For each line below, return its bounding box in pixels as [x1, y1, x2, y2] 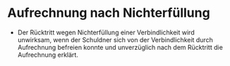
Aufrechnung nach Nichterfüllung [7, 5, 210, 21]
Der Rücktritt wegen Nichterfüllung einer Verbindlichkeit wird [17, 28, 195, 37]
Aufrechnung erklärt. [17, 51, 79, 59]
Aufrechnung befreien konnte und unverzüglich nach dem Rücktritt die [17, 43, 224, 51]
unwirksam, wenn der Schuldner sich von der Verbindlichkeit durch [17, 35, 213, 44]
